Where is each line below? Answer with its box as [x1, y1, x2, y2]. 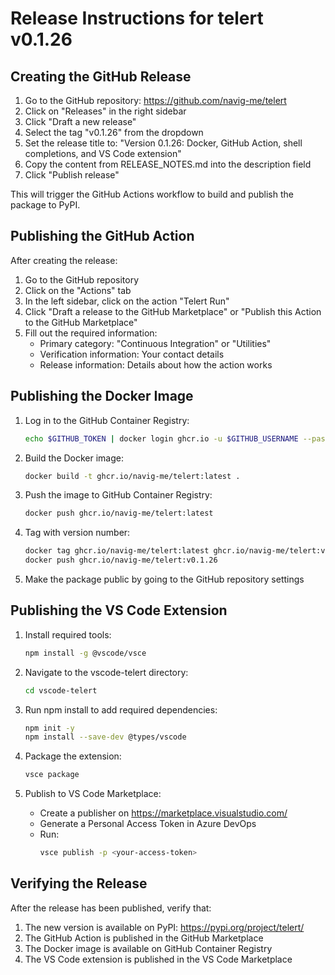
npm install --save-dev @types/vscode [24, 732, 187, 742]
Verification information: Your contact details [39, 348, 225, 360]
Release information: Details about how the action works [39, 358, 273, 371]
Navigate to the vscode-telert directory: [24, 666, 189, 678]
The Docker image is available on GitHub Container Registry [24, 942, 273, 954]
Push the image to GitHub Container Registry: [24, 489, 213, 501]
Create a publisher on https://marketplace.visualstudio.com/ [39, 807, 288, 819]
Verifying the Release [10, 875, 148, 892]
